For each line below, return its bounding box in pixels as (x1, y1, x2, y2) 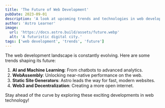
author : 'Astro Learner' (5, 21, 56, 26)
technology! (5, 97, 29, 103)
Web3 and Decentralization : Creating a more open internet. (12, 83, 134, 88)
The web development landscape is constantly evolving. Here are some (5, 52, 150, 58)
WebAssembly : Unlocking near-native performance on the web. (12, 72, 143, 78)
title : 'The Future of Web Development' (5, 7, 89, 12)
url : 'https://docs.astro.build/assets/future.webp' (9, 30, 120, 35)
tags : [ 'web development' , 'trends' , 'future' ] (5, 39, 105, 44)
